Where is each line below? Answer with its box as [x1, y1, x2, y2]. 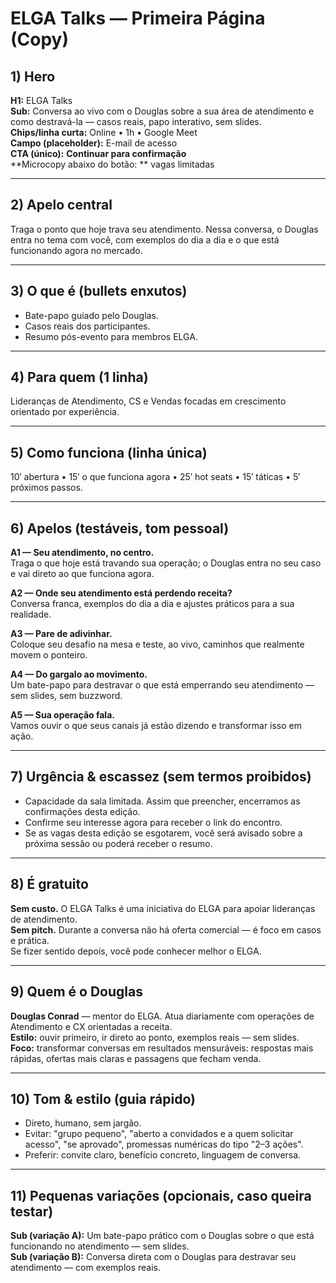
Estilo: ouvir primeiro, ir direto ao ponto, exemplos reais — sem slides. [10, 1031, 300, 1043]
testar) [10, 1203, 54, 1220]
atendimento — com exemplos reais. [10, 1262, 162, 1274]
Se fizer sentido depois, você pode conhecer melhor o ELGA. [10, 945, 262, 957]
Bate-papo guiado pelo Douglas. [24, 309, 159, 321]
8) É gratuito [10, 876, 89, 893]
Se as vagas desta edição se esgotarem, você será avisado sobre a [24, 827, 303, 839]
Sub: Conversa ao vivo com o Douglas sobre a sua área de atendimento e [10, 105, 315, 117]
